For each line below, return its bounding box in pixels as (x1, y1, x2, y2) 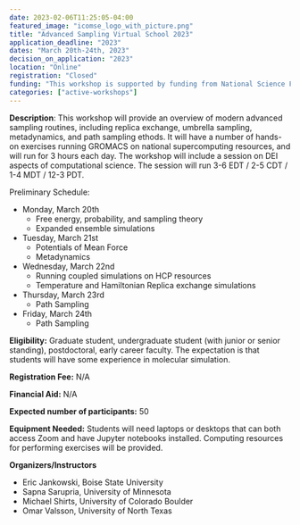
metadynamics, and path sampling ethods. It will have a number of (9, 131, 254, 142)
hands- (255, 131, 283, 142)
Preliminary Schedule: (9, 187, 90, 197)
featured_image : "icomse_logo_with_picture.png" (9, 21, 194, 30)
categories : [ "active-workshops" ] (9, 87, 138, 96)
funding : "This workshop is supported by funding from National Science (9, 79, 286, 88)
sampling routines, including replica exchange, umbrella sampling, (9, 121, 253, 132)
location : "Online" (9, 63, 82, 72)
